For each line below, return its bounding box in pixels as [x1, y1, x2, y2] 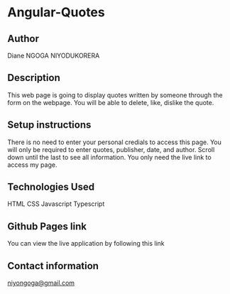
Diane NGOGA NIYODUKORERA [7, 51, 100, 60]
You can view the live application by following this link [7, 239, 165, 248]
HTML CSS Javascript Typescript [7, 200, 105, 208]
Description [7, 72, 60, 84]
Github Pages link [7, 220, 87, 232]
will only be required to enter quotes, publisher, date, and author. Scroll [7, 145, 215, 153]
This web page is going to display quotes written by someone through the [7, 90, 223, 99]
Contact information [7, 260, 99, 272]
